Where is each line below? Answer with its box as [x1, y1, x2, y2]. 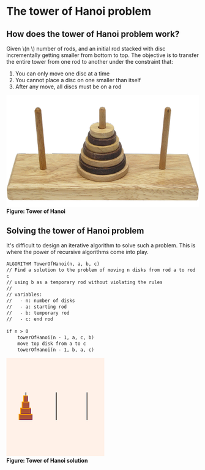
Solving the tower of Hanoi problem [6, 225, 144, 236]
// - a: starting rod [6, 304, 67, 310]
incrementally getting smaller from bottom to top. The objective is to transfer [6, 52, 199, 59]
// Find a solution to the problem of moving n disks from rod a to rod [6, 267, 196, 274]
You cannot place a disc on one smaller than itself [15, 77, 141, 83]
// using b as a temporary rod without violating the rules [6, 279, 163, 286]
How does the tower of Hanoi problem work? [6, 29, 180, 39]
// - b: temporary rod [6, 310, 70, 317]
